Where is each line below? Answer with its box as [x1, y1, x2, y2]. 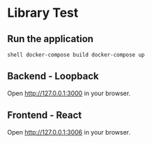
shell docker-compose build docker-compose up [7, 51, 145, 58]
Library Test [7, 5, 79, 21]
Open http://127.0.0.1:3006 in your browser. [7, 128, 131, 136]
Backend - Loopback [7, 70, 99, 82]
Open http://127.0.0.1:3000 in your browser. [7, 89, 131, 97]
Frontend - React [7, 109, 82, 121]
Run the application [7, 33, 94, 45]
